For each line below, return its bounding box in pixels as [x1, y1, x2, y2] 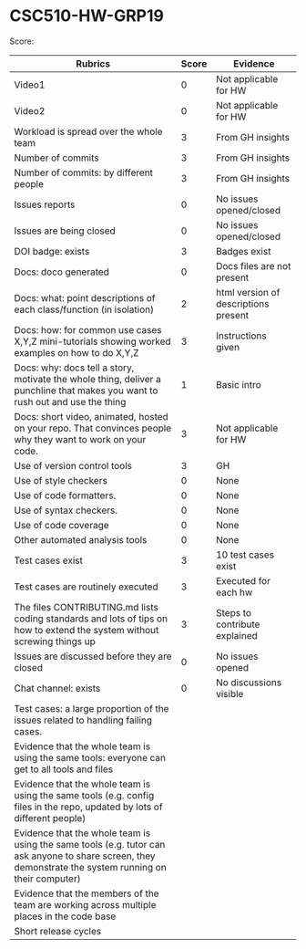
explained [215, 629, 258, 641]
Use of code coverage [14, 518, 109, 531]
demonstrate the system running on [14, 860, 167, 873]
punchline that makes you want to [14, 384, 158, 397]
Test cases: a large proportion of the [14, 702, 169, 714]
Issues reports [14, 198, 76, 211]
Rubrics [76, 57, 111, 69]
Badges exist [215, 245, 271, 257]
